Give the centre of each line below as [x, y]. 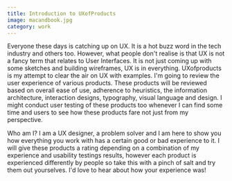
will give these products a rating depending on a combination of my [103, 148]
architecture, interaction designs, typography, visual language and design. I [115, 98]
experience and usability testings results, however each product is [102, 155]
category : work [29, 26]
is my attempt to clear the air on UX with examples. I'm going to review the [113, 76]
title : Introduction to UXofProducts [62, 14]
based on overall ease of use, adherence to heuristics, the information [107, 90]
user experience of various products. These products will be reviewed [107, 83]
